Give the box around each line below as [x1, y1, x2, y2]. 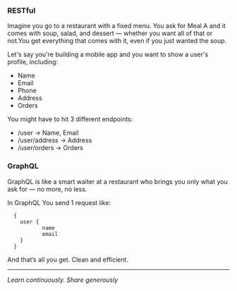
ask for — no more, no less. [7, 185, 87, 193]
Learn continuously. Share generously [7, 275, 119, 284]
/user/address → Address [17, 136, 92, 144]
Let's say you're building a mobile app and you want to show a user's [7, 50, 209, 58]
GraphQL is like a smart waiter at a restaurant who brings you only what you [7, 177, 228, 185]
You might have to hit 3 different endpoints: [7, 115, 133, 123]
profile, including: [7, 58, 59, 66]
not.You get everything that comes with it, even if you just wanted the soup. [7, 37, 227, 45]
